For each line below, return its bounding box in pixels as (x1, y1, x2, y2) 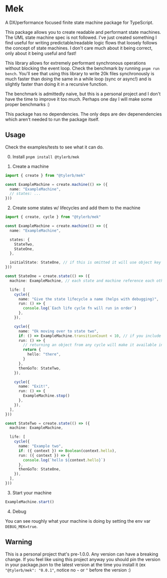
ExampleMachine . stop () (23, 393, 70, 399)
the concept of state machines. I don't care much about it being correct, (5, 45, 153, 51)
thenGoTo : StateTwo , (18, 366, 61, 371)
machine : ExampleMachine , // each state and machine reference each (9, 278, 155, 283)
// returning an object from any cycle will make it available (23, 342, 157, 348)
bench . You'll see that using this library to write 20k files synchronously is (5, 70, 155, 76)
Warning (5, 538, 32, 546)
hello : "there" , (27, 352, 61, 357)
